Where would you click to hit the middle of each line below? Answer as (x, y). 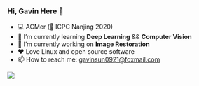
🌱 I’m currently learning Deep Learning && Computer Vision (104, 37)
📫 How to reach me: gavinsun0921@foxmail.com (89, 59)
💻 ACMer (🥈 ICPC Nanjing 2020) (65, 27)
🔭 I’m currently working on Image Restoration (83, 44)
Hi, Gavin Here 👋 (35, 11)
